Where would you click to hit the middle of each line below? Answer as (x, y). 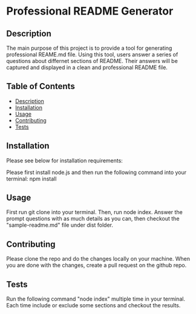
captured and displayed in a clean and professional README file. (87, 67)
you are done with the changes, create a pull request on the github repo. (96, 266)
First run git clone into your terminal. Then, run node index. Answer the (94, 212)
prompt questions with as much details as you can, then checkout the (93, 219)
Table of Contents (41, 86)
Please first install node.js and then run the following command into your (96, 172)
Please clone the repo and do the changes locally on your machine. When (98, 259)
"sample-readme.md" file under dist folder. (60, 225)
